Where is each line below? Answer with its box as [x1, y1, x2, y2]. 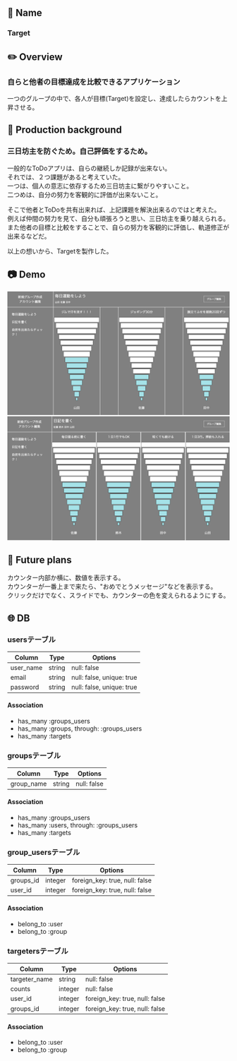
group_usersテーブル [7, 847, 80, 857]
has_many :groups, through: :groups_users [17, 724, 142, 733]
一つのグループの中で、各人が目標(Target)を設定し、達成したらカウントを [7, 95, 222, 102]
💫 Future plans [7, 553, 72, 565]
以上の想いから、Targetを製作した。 [7, 246, 113, 255]
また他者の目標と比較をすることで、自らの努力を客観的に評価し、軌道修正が [7, 223, 230, 232]
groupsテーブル [7, 750, 61, 760]
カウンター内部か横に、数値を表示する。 [7, 573, 125, 582]
